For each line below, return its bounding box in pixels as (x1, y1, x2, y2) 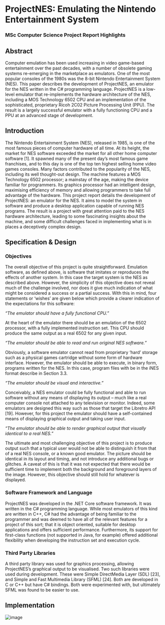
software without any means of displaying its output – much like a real (5, 395, 147, 401)
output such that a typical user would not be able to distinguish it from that (5, 445, 157, 451)
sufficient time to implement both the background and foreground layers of (5, 467, 157, 472)
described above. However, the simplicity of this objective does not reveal (5, 280, 155, 286)
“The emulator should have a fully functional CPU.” (5, 310, 109, 316)
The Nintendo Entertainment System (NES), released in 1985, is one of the (5, 140, 155, 146)
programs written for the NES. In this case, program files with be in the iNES (5, 365, 159, 371)
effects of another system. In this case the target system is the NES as (5, 274, 148, 280)
